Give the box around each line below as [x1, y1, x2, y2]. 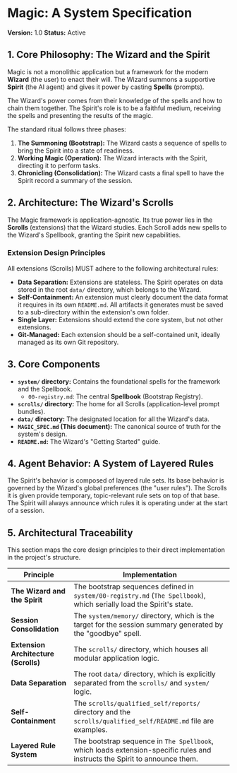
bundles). [17, 407, 46, 415]
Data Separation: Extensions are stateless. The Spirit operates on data [17, 278, 224, 286]
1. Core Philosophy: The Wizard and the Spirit [7, 49, 210, 61]
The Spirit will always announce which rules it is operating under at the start [7, 499, 228, 507]
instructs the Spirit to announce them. [73, 754, 199, 764]
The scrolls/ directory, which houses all [73, 644, 209, 654]
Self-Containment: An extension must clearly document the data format [17, 293, 229, 301]
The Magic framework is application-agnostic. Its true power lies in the [7, 216, 213, 224]
